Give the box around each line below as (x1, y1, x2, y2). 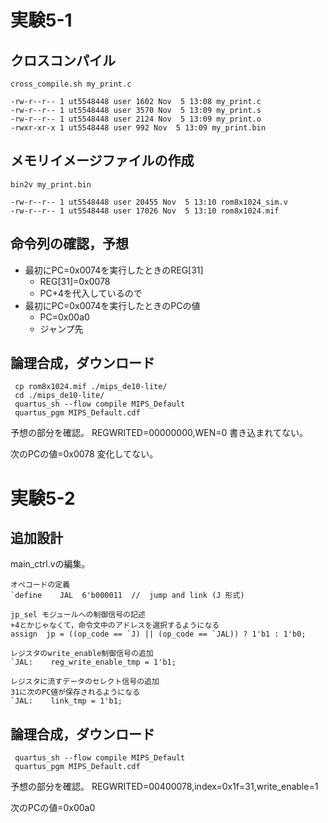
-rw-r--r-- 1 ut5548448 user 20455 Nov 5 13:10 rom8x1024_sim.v (10, 197, 288, 207)
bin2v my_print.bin (10, 179, 92, 190)
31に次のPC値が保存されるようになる (10, 687, 140, 698)
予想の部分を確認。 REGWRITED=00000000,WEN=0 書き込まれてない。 (10, 427, 308, 439)
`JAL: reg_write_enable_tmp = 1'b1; (10, 657, 177, 668)
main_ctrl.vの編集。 (10, 558, 91, 570)
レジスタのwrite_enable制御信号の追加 (10, 649, 154, 659)
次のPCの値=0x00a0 (10, 802, 96, 814)
